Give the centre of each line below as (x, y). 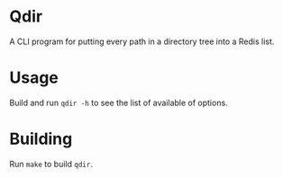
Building (41, 139)
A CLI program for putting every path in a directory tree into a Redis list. (142, 41)
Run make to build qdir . (51, 164)
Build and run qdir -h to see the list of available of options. (119, 102)
